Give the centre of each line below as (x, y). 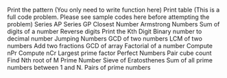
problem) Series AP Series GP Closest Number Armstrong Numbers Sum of (113, 24)
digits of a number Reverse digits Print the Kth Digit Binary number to (105, 31)
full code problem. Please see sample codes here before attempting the (108, 17)
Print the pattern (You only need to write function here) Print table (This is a (113, 10)
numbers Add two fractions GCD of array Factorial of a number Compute (110, 46)
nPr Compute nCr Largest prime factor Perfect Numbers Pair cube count (109, 53)
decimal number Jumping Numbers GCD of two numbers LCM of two (105, 39)
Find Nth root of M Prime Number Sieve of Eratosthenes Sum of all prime (110, 60)
